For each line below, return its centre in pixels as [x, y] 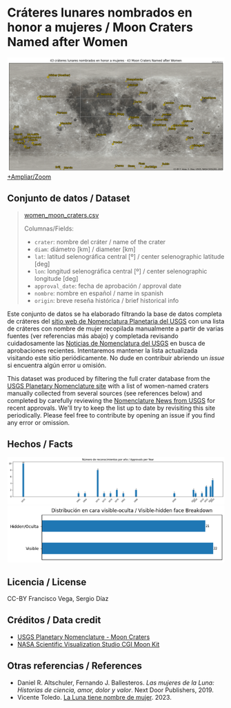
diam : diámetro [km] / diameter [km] [85, 249]
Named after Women [68, 42]
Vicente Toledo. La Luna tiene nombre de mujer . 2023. [94, 697]
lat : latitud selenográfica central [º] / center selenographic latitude [129, 256]
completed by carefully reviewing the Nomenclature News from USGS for [111, 400]
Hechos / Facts [40, 444]
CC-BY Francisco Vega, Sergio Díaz [58, 598]
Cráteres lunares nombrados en [100, 13]
